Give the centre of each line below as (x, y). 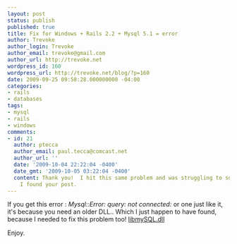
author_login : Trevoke (41, 47)
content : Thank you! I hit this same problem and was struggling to (118, 178)
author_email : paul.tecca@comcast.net (71, 152)
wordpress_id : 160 (34, 66)
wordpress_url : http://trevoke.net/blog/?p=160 (79, 73)
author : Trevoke (31, 40)
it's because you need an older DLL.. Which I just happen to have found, (112, 212)
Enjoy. (16, 233)
